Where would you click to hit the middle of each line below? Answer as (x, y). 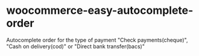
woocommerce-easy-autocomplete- (100, 11)
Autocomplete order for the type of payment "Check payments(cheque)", (97, 40)
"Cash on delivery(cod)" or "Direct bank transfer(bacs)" (75, 46)
